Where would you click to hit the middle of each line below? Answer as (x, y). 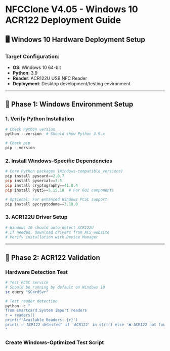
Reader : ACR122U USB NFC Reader (50, 78)
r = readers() (20, 315)
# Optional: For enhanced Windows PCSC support (56, 199)
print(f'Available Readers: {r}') (42, 320)
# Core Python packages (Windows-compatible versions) (64, 171)
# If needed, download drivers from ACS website (57, 232)
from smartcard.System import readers (46, 310)
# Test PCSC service (27, 283)
